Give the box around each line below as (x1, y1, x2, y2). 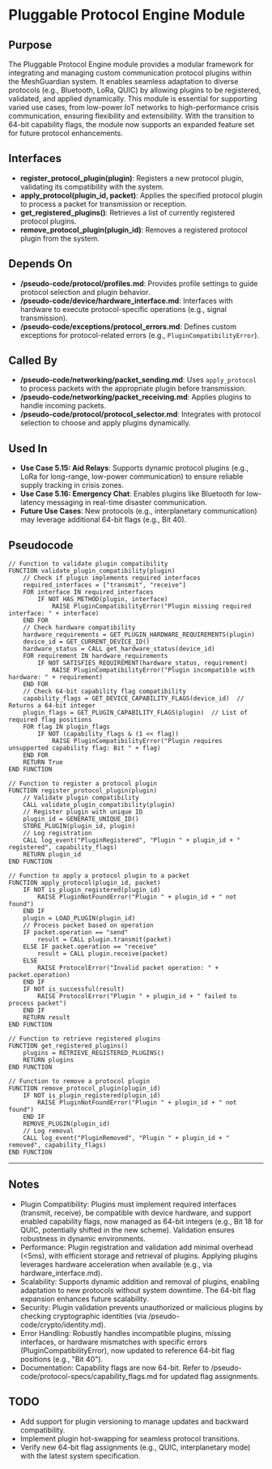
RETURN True (23, 758, 63, 767)
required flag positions (8, 715, 92, 724)
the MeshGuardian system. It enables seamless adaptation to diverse (8, 77, 239, 86)
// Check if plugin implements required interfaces (23, 574, 201, 583)
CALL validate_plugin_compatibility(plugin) (23, 801, 176, 809)
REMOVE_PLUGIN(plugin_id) (23, 1120, 111, 1128)
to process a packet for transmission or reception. (19, 199, 188, 208)
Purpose (8, 38, 53, 52)
